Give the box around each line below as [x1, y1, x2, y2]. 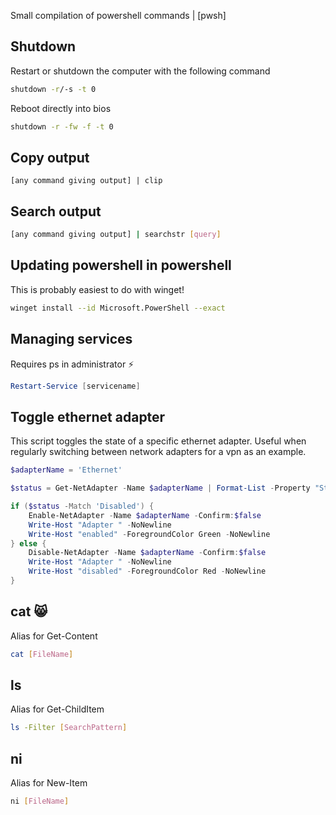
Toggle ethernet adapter [10, 408, 166, 425]
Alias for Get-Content [10, 630, 98, 642]
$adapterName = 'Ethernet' [10, 465, 123, 475]
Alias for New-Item [10, 777, 88, 789]
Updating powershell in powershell [10, 257, 232, 274]
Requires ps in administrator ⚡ [10, 358, 135, 370]
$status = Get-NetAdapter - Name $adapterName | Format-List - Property [10, 483, 311, 494]
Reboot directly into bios [10, 102, 112, 114]
